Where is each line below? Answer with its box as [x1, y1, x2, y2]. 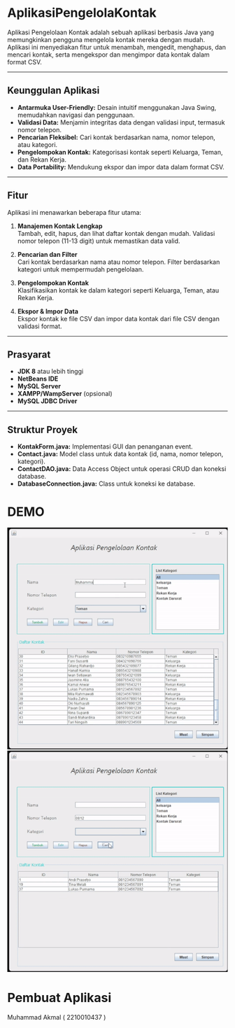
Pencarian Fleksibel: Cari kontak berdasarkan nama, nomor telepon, [17, 133, 215, 141]
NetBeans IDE [17, 374, 59, 383]
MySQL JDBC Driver [17, 397, 78, 405]
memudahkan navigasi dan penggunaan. [17, 111, 135, 119]
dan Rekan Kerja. [17, 155, 66, 164]
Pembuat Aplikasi [7, 990, 112, 1006]
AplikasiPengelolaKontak [7, 5, 157, 21]
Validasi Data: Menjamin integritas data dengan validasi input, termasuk [17, 118, 225, 127]
